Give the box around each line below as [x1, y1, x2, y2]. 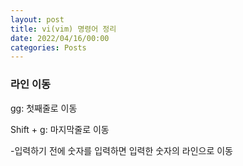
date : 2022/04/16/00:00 [10, 33, 110, 43]
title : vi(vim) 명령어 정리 [10, 24, 117, 34]
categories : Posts [10, 42, 87, 53]
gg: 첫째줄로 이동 [10, 102, 78, 114]
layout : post [10, 14, 65, 25]
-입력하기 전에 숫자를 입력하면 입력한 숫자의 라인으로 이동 [10, 144, 234, 156]
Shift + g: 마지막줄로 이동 [10, 123, 110, 135]
